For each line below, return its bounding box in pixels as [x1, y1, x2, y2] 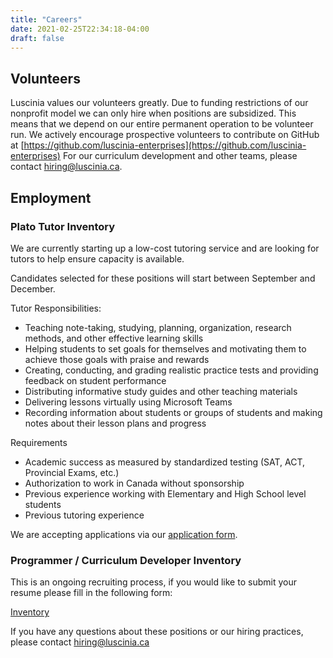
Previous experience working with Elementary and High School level [24, 487, 307, 500]
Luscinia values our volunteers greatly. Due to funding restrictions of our [10, 97, 309, 109]
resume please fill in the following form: [10, 587, 173, 599]
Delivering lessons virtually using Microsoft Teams [24, 396, 233, 408]
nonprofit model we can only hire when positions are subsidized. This [10, 107, 297, 120]
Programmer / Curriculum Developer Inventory [10, 553, 242, 567]
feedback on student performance [24, 374, 167, 386]
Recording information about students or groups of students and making [24, 406, 323, 418]
